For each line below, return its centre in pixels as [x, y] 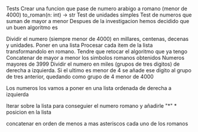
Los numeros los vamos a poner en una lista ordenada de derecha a [89, 88]
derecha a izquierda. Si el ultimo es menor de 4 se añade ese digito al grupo [99, 70]
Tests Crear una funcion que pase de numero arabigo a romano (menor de [97, 9]
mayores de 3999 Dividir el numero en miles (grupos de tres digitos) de [93, 64]
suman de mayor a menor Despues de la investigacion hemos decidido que [98, 21]
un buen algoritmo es [32, 27]
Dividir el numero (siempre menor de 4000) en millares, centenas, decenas [98, 39]
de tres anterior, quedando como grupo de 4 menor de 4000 [80, 77]
